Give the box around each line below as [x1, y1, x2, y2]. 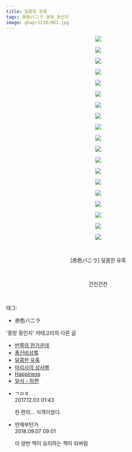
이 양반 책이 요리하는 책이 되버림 [14, 440, 88, 447]
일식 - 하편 [14, 377, 39, 384]
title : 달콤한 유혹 [6, 8, 47, 15]
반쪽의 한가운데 [14, 342, 50, 349]
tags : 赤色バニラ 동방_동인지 [6, 14, 69, 20]
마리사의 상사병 [14, 364, 50, 371]
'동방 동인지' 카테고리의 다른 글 [6, 329, 77, 336]
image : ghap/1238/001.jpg [6, 19, 69, 25]
